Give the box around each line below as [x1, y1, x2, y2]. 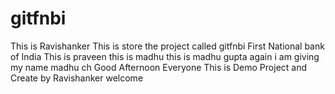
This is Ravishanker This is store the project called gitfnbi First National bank [10, 40, 325, 52]
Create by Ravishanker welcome [10, 72, 144, 84]
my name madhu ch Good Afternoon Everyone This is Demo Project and [10, 61, 308, 73]
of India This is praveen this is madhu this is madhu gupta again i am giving [10, 50, 320, 62]
